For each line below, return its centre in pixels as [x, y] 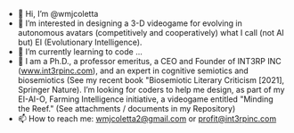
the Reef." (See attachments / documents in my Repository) [127, 108]
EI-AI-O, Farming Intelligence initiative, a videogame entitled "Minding [145, 99]
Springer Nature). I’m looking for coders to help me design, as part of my [151, 90]
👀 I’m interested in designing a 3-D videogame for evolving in [130, 23]
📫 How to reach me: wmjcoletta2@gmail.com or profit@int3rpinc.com [147, 119]
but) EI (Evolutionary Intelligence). [80, 42]
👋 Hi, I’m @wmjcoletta [58, 14]
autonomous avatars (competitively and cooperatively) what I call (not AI [151, 33]
